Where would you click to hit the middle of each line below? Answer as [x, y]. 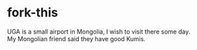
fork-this [33, 13]
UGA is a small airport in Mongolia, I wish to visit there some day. [99, 32]
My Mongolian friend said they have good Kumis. [77, 38]
